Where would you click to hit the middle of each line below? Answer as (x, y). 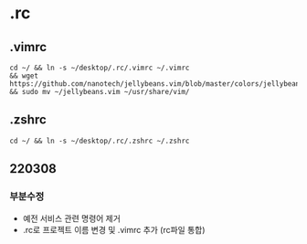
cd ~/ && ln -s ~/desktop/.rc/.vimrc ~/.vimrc (100, 68)
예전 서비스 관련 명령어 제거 (72, 218)
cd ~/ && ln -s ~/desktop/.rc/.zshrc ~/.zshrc (100, 141)
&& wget (24, 76)
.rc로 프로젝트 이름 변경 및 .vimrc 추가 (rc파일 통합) (114, 229)
